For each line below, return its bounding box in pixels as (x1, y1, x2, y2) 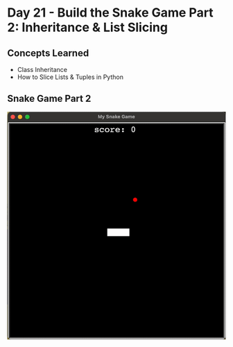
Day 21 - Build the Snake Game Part (7, 5, 214, 21)
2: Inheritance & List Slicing (7, 19, 169, 35)
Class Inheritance (17, 66, 68, 73)
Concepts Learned (7, 47, 89, 59)
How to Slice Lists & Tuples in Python (17, 73, 123, 81)
